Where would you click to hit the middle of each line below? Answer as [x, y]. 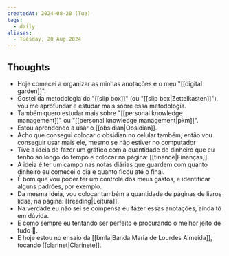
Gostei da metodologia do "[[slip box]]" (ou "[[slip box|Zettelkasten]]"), [118, 98]
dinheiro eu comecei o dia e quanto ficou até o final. [91, 171]
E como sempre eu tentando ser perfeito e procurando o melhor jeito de [119, 223]
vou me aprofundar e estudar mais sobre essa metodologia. [102, 106]
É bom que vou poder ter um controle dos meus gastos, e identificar [114, 179]
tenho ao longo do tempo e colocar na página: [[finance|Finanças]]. [113, 157]
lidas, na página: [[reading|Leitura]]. [68, 201]
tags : [15, 20]
